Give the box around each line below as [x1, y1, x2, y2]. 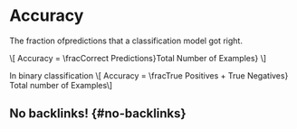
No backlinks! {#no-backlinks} [9, 106, 187, 122]
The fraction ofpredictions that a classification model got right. [9, 35, 243, 46]
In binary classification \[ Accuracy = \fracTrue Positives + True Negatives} [9, 69, 289, 81]
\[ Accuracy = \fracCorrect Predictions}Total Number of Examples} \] [9, 52, 267, 63]
